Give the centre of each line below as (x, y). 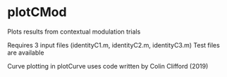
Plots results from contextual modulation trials (74, 31)
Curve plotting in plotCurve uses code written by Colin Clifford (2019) (108, 66)
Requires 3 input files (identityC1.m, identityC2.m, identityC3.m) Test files (114, 45)
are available (26, 52)
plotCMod (37, 12)
